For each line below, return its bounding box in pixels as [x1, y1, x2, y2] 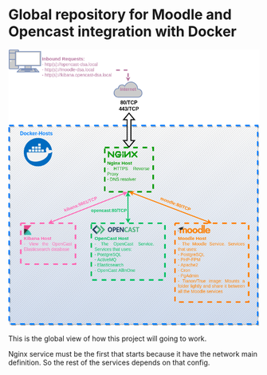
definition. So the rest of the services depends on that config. [8, 357, 210, 367]
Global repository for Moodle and [8, 6, 233, 24]
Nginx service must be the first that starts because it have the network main [8, 349, 257, 358]
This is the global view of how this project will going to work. [8, 334, 207, 343]
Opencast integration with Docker [8, 22, 237, 41]
